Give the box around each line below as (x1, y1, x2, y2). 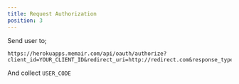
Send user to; (7, 36, 48, 44)
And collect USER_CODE (7, 68, 71, 77)
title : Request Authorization (7, 10, 97, 18)
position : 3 (7, 17, 43, 24)
